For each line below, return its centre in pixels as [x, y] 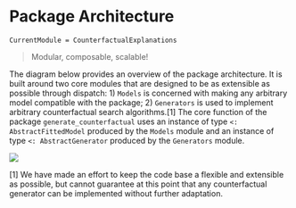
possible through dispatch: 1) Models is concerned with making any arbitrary [148, 93]
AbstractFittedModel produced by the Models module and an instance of [142, 130]
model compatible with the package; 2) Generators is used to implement [141, 102]
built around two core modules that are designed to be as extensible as [140, 83]
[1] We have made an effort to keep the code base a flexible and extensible [147, 174]
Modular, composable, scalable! [90, 56]
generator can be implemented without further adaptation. [116, 193]
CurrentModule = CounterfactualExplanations [93, 40]
